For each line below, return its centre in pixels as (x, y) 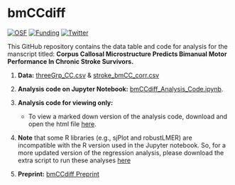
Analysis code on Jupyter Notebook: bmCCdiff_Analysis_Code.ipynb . (120, 89)
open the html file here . (62, 124)
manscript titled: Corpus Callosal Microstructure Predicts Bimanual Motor (117, 54)
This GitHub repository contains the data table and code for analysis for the (118, 46)
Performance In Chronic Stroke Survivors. (71, 61)
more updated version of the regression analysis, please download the (121, 152)
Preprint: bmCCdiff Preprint (58, 174)
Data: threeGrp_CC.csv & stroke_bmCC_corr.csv (88, 75)
